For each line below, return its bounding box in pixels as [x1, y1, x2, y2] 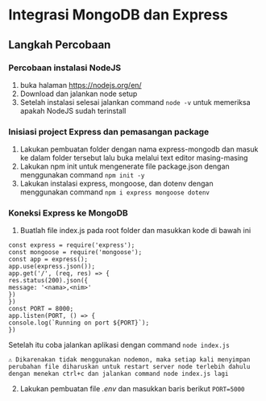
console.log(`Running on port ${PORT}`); [8, 319, 150, 328]
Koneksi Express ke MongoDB [8, 207, 129, 219]
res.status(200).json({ [8, 277, 89, 285]
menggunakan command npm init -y [19, 170, 145, 180]
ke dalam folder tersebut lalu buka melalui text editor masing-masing [19, 153, 248, 163]
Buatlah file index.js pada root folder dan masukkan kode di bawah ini [19, 226, 251, 236]
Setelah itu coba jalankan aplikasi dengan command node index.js [8, 340, 230, 350]
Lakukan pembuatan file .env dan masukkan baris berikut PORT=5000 [19, 384, 245, 394]
